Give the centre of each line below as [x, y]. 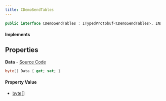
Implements [18, 35]
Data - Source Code [26, 62]
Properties [22, 50]
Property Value [21, 82]
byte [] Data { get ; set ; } [33, 71]
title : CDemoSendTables [30, 10]
